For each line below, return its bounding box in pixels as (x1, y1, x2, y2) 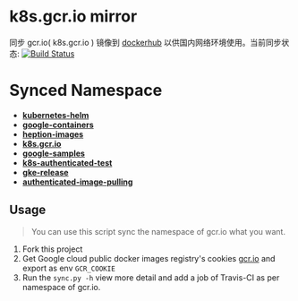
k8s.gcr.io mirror (9, 6, 138, 27)
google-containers (21, 119, 94, 130)
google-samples (21, 148, 85, 159)
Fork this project (21, 244, 83, 254)
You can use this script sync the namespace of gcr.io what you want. (30, 226, 286, 236)
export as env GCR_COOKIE (21, 262, 116, 273)
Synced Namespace (9, 81, 163, 100)
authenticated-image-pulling (21, 176, 133, 187)
